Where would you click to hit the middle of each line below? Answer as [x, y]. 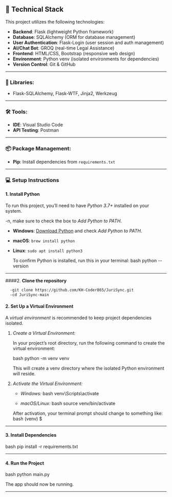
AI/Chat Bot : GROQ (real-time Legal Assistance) [63, 48]
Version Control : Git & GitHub [44, 64]
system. [14, 211]
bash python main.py [27, 475]
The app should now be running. [40, 484]
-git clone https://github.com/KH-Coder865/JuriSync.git [72, 290]
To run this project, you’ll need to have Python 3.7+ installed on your [77, 206]
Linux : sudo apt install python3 [48, 251]
